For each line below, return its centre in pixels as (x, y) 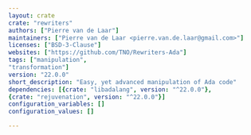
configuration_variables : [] (57, 104)
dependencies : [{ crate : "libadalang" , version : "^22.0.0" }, (110, 89)
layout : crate (32, 15)
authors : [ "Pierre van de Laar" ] (64, 30)
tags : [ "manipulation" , (48, 60)
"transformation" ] (39, 67)
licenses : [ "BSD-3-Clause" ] (55, 45)
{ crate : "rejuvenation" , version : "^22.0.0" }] (87, 97)
